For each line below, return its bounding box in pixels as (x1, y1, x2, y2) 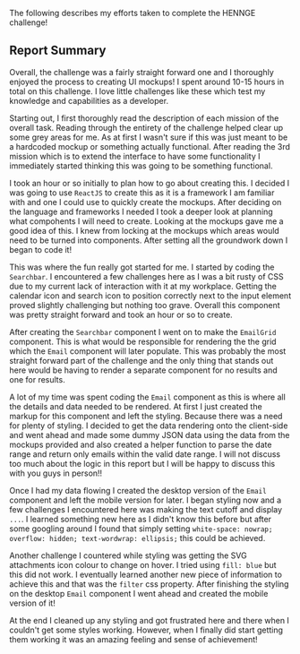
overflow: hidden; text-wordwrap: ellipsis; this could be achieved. (9, 532, 266, 543)
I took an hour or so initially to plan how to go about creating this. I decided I (9, 177, 289, 188)
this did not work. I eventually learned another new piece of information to (9, 569, 282, 580)
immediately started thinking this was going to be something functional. (9, 160, 273, 171)
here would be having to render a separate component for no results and (9, 365, 278, 375)
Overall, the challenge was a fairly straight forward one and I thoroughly (9, 66, 275, 77)
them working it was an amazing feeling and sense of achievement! (9, 633, 258, 644)
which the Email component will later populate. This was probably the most (9, 345, 287, 357)
